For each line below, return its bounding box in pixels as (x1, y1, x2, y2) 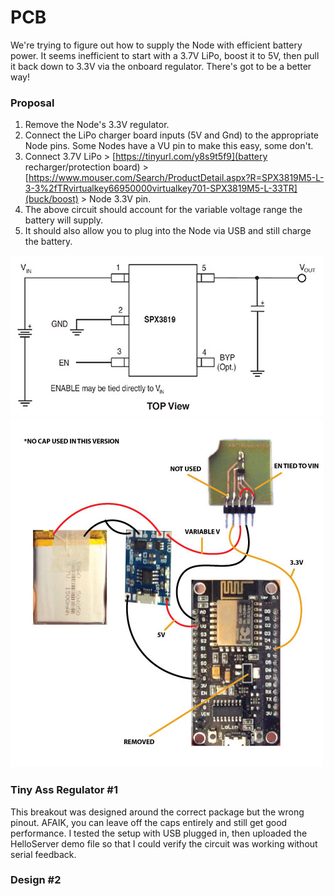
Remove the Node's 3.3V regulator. (24, 119, 170, 131)
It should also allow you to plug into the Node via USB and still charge (24, 225, 312, 237)
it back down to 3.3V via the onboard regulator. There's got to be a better (10, 60, 312, 72)
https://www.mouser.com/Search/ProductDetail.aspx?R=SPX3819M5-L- (28, 172, 325, 184)
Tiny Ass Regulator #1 (10, 783, 119, 797)
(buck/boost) (24, 193, 79, 205)
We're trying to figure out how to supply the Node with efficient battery (10, 39, 303, 51)
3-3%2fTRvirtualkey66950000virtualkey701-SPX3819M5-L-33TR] (24, 182, 298, 195)
